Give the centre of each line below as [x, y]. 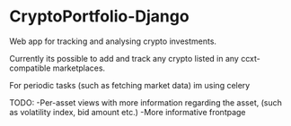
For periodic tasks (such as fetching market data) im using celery [130, 85]
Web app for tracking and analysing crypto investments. [113, 41]
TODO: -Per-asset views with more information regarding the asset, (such [146, 102]
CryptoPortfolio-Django [100, 17]
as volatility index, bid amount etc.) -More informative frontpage [128, 112]
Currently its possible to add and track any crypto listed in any [124, 58]
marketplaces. [79, 68]
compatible [30, 68]
